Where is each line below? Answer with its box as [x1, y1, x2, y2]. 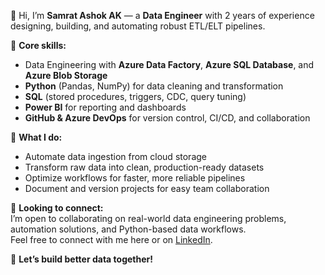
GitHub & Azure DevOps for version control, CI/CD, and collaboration [24, 112, 311, 124]
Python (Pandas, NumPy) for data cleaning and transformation [24, 80, 284, 92]
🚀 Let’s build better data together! [10, 253, 153, 265]
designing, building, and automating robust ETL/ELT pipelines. [10, 20, 266, 32]
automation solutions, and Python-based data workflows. [10, 223, 247, 235]
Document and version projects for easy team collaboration [24, 183, 270, 194]
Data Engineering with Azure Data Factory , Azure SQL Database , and [24, 59, 315, 70]
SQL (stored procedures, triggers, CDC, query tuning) [24, 91, 247, 102]
